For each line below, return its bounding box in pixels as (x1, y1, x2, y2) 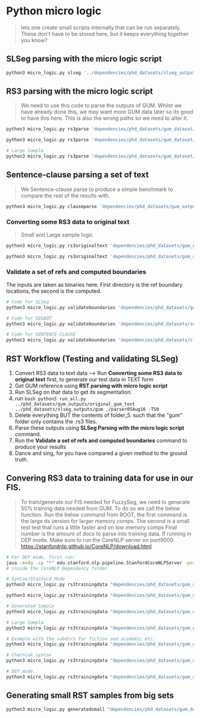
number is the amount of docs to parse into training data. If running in (20, 530, 192, 537)
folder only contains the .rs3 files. (14, 418, 98, 425)
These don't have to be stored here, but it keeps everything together (20, 30, 189, 37)
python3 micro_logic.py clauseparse (6, 203, 97, 209)
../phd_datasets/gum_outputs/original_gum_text (14, 401, 135, 407)
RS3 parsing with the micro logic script (6, 86, 153, 97)
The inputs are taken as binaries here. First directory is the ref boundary (6, 281, 183, 288)
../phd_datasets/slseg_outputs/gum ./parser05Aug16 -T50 (14, 407, 160, 413)
